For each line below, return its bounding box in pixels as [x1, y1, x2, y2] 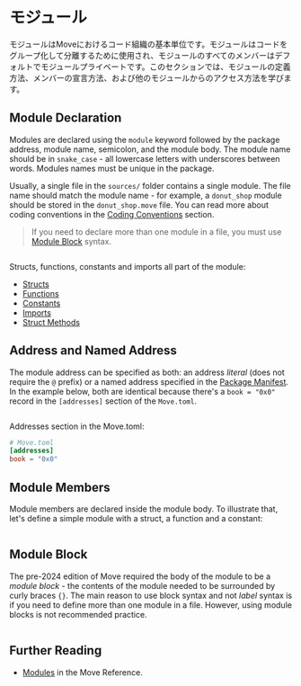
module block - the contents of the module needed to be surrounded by [9, 580, 276, 591]
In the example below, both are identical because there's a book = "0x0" [9, 386, 276, 396]
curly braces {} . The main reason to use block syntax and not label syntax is [9, 590, 293, 601]
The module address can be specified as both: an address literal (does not [9, 367, 285, 378]
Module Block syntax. [31, 236, 112, 246]
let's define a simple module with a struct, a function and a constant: [9, 513, 263, 523]
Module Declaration [9, 111, 122, 126]
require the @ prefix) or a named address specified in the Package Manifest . [9, 376, 289, 387]
